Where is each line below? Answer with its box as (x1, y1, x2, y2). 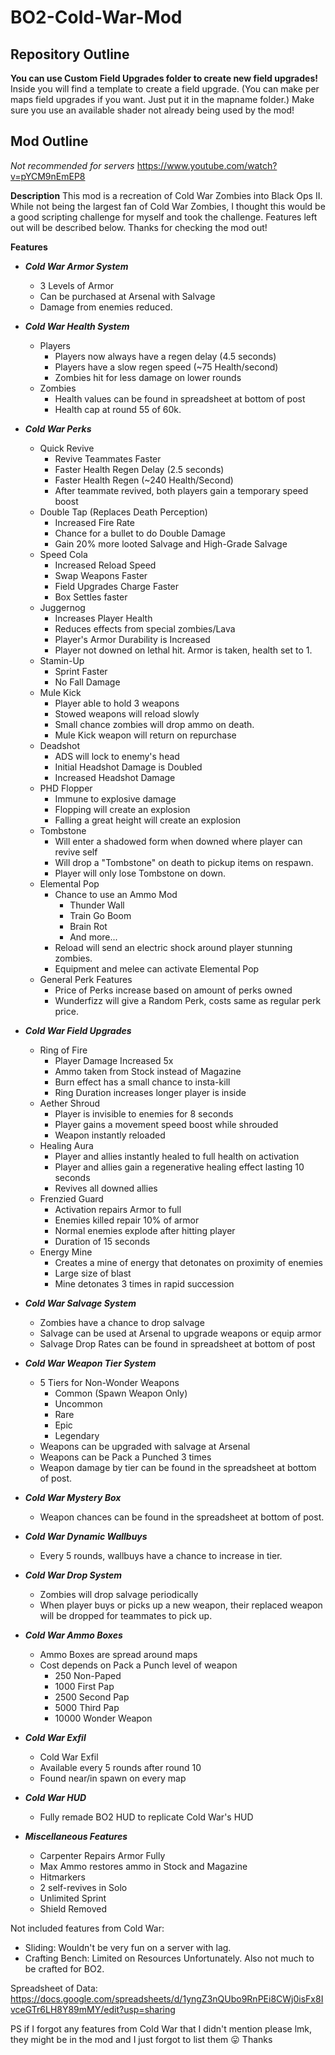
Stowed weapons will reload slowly (54, 707, 200, 720)
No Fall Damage (54, 676, 121, 688)
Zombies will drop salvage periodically (39, 1588, 199, 1600)
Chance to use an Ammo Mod (54, 888, 178, 900)
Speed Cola (39, 548, 88, 560)
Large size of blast (54, 1267, 132, 1279)
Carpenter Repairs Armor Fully (39, 1849, 166, 1861)
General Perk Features (39, 973, 133, 985)
